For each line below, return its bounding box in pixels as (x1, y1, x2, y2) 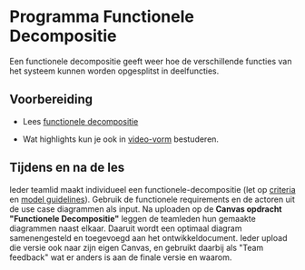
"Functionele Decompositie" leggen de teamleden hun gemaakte (9, 213, 256, 224)
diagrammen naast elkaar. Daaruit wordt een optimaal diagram (9, 223, 242, 234)
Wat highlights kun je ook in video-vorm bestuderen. (22, 134, 220, 145)
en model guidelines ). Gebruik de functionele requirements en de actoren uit (9, 194, 295, 205)
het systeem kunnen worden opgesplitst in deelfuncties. (9, 65, 220, 76)
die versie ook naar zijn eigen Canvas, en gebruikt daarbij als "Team (9, 242, 264, 253)
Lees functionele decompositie (22, 115, 139, 126)
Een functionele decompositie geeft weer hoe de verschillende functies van (9, 55, 292, 66)
